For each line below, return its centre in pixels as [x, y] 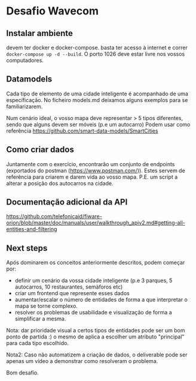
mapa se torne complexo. [46, 306]
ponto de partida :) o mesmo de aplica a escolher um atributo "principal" [95, 337]
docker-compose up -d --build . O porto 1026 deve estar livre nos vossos [96, 54]
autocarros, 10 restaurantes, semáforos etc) [69, 287]
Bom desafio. [22, 373]
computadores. [25, 60]
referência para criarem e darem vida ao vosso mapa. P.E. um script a [92, 177]
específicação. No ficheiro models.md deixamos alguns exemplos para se [97, 100]
